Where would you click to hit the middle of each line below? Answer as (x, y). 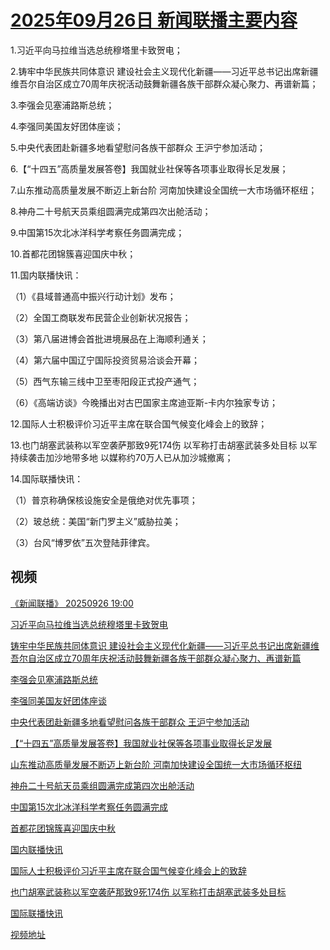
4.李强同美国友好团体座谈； (67, 126)
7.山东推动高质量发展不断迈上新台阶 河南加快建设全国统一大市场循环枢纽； (164, 190)
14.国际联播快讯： (47, 478)
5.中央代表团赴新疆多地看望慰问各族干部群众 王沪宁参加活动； (138, 147)
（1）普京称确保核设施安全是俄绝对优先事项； (104, 500)
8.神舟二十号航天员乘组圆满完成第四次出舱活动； (111, 211)
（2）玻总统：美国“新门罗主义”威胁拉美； (96, 521)
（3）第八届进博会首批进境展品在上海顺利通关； (109, 338)
